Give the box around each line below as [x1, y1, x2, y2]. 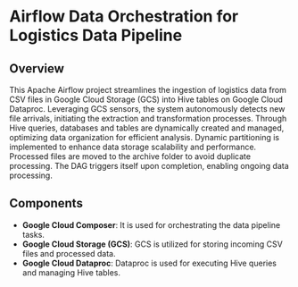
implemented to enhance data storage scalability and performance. [9, 141, 257, 152]
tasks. [21, 229, 45, 240]
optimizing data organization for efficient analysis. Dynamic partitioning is [9, 132, 279, 142]
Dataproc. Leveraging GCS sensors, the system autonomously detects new [9, 104, 286, 114]
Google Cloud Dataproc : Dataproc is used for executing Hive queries [21, 257, 277, 268]
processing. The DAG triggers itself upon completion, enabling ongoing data [9, 161, 290, 171]
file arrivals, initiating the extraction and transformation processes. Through [9, 114, 287, 123]
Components [9, 196, 83, 211]
